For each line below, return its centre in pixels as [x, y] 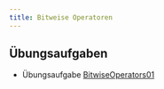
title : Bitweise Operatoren [61, 17]
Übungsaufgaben [59, 54]
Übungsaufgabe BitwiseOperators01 [88, 75]
